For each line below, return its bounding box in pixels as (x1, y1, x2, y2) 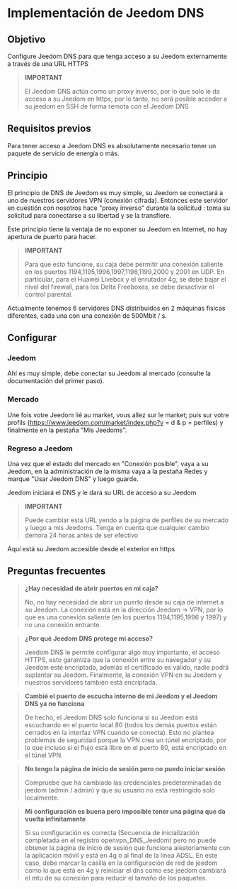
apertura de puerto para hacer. (7, 232, 98, 241)
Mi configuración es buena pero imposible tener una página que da (24, 807, 226, 815)
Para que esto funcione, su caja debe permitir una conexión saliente (24, 260, 224, 268)
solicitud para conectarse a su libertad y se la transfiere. (7, 211, 172, 219)
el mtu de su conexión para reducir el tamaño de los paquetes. (24, 873, 207, 882)
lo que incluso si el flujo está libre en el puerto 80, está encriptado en (24, 743, 226, 751)
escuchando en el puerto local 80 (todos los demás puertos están (24, 720, 217, 729)
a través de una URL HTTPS (7, 60, 89, 68)
